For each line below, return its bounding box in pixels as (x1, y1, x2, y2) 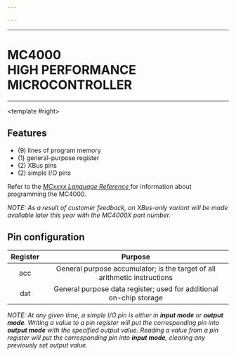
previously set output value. (7, 341, 88, 350)
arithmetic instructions (98, 273, 173, 283)
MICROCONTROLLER (7, 77, 132, 92)
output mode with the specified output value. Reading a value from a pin (7, 326, 219, 335)
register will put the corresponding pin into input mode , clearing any (7, 333, 206, 342)
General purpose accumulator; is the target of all (55, 264, 216, 274)
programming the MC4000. (7, 190, 86, 198)
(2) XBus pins (17, 161, 58, 169)
